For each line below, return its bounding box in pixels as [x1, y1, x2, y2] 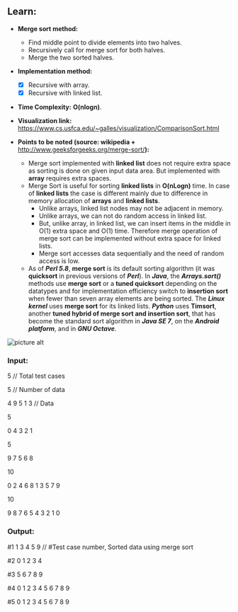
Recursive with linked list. [28, 88, 103, 97]
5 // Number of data [7, 386, 65, 394]
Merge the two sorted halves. [28, 53, 115, 62]
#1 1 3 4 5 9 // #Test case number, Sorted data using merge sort [7, 543, 193, 551]
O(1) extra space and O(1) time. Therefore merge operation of [38, 226, 218, 235]
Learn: [7, 6, 37, 18]
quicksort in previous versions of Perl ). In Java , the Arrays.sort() [28, 272, 222, 280]
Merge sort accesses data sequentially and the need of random [38, 249, 225, 258]
